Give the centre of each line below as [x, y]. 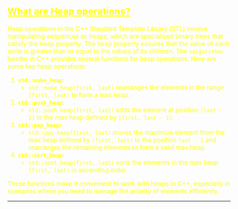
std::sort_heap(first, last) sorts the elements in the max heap [123, 162]
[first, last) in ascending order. [78, 169]
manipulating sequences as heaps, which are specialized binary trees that [115, 36]
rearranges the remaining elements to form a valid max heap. [117, 147]
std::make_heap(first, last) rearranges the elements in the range [126, 87]
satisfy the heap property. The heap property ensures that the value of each [119, 43]
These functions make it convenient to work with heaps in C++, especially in [119, 184]
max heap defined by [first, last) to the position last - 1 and [122, 140]
